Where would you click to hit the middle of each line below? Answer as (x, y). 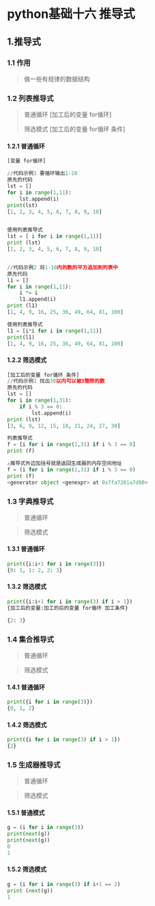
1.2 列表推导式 (30, 98)
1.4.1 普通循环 (26, 687)
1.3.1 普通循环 (26, 549)
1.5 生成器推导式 (34, 765)
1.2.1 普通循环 (26, 146)
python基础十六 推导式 (71, 14)
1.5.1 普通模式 (26, 812)
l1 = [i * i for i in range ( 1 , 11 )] (55, 331)
